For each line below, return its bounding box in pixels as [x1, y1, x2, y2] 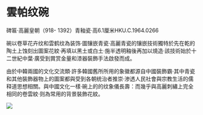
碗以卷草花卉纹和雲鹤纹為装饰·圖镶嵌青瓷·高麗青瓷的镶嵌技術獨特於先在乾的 [6, 39, 196, 47]
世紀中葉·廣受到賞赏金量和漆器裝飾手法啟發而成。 [11, 54, 136, 62]
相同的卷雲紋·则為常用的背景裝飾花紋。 [6, 90, 104, 97]
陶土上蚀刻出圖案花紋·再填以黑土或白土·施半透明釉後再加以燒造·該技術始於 [6, 47, 192, 54]
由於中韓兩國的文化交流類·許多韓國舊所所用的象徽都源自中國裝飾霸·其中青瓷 [6, 67, 196, 74]
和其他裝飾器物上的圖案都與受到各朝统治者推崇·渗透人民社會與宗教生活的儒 [6, 75, 194, 82]
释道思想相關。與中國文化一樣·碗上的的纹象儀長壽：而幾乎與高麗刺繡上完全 [6, 82, 194, 90]
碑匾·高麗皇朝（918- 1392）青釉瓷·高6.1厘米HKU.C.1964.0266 [6, 27, 159, 34]
